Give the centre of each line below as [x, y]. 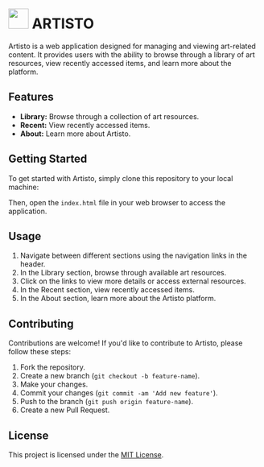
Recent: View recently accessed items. [85, 125]
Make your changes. [54, 384]
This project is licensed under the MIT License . [86, 455]
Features [31, 97]
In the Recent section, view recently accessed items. [107, 290]
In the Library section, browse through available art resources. [123, 273]
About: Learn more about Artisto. [75, 134]
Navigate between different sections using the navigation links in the [134, 256]
